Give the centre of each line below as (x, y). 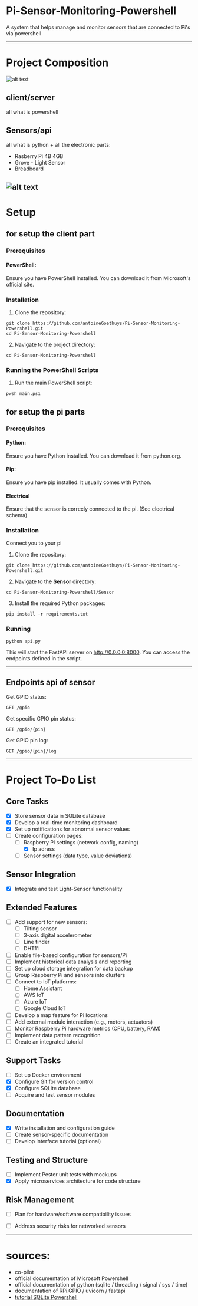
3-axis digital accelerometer (57, 935)
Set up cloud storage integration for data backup (74, 969)
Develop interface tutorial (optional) (58, 1141)
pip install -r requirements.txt (47, 614)
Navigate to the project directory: (55, 344)
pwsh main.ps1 (24, 394)
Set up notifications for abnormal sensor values (72, 829)
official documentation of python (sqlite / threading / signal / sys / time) (101, 1284)
